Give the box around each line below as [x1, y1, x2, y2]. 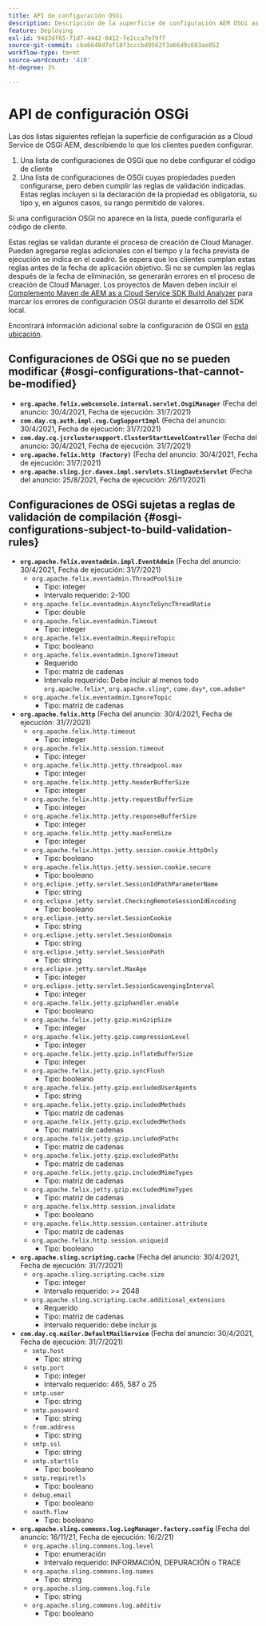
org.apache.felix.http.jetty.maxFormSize [31, 830, 172, 838]
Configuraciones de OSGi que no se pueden [8, 352, 231, 366]
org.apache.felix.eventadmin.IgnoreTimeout [31, 652, 180, 660]
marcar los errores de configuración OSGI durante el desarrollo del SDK [8, 296, 244, 306]
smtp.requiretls [31, 1474, 86, 1482]
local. [8, 305, 26, 315]
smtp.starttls [31, 1457, 79, 1465]
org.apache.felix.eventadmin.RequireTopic [31, 634, 176, 643]
